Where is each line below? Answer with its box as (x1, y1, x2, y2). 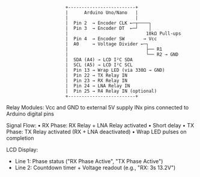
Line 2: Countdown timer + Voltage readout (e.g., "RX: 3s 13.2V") (14, 164, 176, 171)
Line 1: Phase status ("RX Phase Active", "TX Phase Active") (14, 158, 163, 164)
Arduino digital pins (6, 110, 54, 117)
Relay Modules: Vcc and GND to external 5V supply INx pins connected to (6, 104, 189, 111)
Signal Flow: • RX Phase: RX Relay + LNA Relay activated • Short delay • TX (6, 122, 195, 129)
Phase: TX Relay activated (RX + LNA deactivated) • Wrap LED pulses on (6, 128, 187, 135)
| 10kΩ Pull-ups (65, 30, 181, 36)
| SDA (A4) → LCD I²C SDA (65, 57, 133, 63)
